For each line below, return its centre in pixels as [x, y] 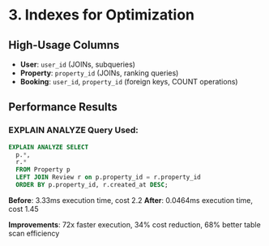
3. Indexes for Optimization [102, 15]
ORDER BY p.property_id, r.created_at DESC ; [92, 185]
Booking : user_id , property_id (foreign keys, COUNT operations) [129, 82]
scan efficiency [34, 233]
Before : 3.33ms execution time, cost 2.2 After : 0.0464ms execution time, [131, 200]
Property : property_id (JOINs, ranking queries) [99, 73]
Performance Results [63, 107]
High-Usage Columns [64, 45]
